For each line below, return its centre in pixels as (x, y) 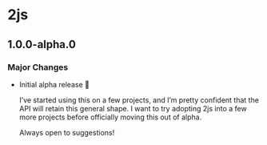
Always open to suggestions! (67, 132)
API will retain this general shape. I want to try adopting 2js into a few (133, 108)
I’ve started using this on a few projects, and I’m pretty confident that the (139, 100)
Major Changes (38, 67)
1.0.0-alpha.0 (42, 44)
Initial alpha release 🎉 (54, 84)
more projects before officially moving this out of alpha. (110, 117)
